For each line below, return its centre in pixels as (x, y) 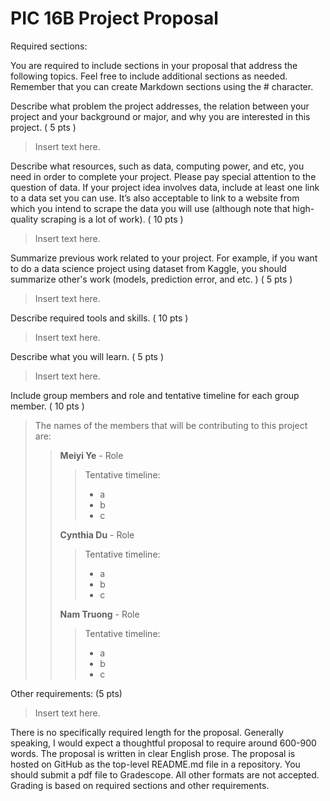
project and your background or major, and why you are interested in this (160, 116)
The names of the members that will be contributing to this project (171, 425)
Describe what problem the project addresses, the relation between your (160, 106)
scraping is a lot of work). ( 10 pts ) (112, 219)
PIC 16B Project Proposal (114, 18)
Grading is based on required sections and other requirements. (140, 785)
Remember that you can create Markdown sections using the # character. (162, 86)
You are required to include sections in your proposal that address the (154, 65)
